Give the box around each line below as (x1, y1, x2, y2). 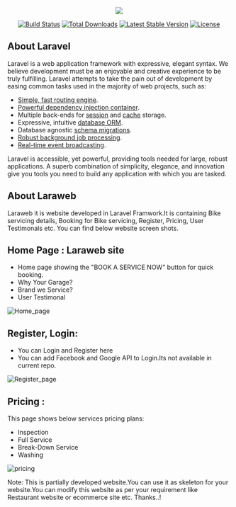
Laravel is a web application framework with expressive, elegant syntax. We (7, 59, 229, 67)
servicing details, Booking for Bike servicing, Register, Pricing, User (7, 216, 204, 224)
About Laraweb (7, 190, 77, 202)
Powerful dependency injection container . (17, 103, 140, 111)
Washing (17, 450, 44, 460)
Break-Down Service (17, 443, 79, 452)
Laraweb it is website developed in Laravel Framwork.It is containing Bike (7, 209, 221, 217)
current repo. (17, 361, 57, 370)
